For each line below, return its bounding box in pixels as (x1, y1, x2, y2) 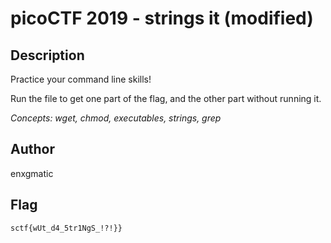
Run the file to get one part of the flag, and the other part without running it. (10, 93, 322, 104)
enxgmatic (10, 167, 54, 179)
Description (10, 47, 85, 64)
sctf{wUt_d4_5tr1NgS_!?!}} (10, 223, 123, 233)
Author (10, 141, 55, 158)
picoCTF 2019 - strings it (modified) (10, 7, 314, 30)
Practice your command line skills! (10, 73, 152, 85)
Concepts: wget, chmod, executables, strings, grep (10, 112, 222, 124)
